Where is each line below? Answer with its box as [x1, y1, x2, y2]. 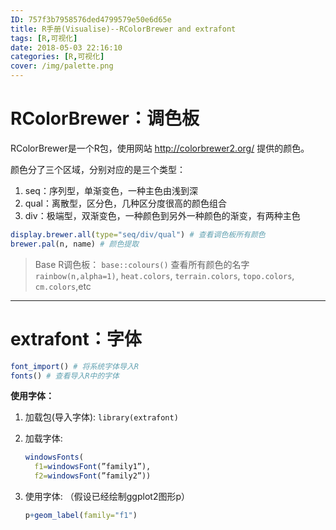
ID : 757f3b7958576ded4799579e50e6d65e [10, 14, 172, 25]
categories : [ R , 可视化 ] [10, 52, 105, 62]
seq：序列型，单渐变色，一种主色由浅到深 [24, 184, 198, 196]
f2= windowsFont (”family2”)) [34, 471, 152, 481]
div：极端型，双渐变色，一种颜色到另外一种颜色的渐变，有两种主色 [24, 209, 301, 221]
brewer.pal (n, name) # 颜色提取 [10, 239, 140, 249]
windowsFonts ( [24, 452, 84, 463]
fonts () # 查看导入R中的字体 [10, 371, 120, 381]
